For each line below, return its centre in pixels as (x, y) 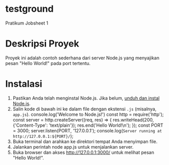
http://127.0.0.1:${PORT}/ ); (43, 136)
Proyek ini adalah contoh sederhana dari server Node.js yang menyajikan (82, 58)
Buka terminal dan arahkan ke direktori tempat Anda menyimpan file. (85, 142)
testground (29, 9)
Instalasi (24, 84)
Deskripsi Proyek (42, 44)
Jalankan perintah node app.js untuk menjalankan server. (73, 147)
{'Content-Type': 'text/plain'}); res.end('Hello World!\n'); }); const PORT (88, 125)
